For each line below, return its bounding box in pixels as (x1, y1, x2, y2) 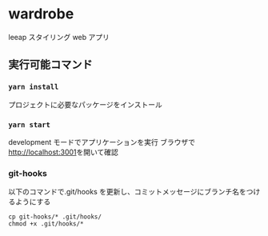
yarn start (8, 120, 50, 129)
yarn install (8, 82, 59, 92)
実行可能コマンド (8, 58, 93, 72)
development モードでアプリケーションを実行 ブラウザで (8, 137, 196, 146)
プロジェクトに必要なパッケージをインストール (8, 99, 162, 109)
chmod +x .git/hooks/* (8, 220, 84, 228)
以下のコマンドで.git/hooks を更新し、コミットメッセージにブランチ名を (8, 187, 246, 197)
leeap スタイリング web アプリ (8, 32, 110, 42)
